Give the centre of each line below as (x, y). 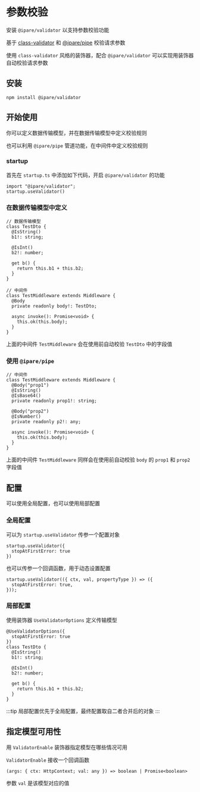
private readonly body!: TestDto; (54, 306)
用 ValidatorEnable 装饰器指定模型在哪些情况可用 (67, 747)
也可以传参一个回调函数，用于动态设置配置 (58, 568)
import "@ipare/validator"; (41, 186)
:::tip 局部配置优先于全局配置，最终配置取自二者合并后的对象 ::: (83, 711)
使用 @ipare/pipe (30, 361)
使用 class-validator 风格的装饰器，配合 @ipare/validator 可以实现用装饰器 (100, 55)
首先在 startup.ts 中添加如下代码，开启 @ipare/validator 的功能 (85, 175)
